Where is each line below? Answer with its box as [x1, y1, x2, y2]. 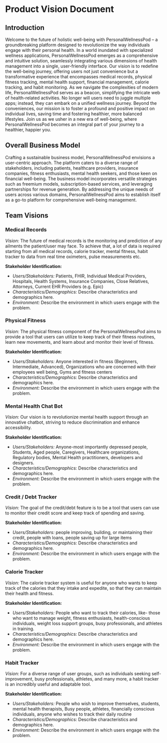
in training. [12, 625, 35, 632]
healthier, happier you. [5, 127, 51, 133]
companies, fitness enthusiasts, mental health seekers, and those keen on [5, 170, 158, 176]
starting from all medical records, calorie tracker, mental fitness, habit [5, 248, 148, 254]
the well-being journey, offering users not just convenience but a [5, 68, 138, 74]
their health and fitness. [5, 590, 54, 596]
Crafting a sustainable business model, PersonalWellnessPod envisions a [5, 154, 156, 160]
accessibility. [5, 425, 32, 431]
